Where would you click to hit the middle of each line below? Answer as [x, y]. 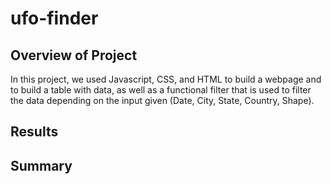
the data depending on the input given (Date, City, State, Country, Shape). [162, 100]
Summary [41, 165]
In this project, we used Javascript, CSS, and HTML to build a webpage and [166, 79]
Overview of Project [74, 55]
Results [34, 132]
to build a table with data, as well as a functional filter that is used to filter [161, 90]
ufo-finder [54, 18]
